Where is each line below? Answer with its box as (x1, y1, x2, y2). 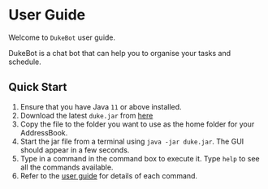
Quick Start (8, 80, 67, 94)
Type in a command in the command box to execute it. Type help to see (19, 153, 260, 163)
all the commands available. (19, 162, 114, 172)
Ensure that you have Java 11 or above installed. (19, 101, 182, 111)
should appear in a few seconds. (19, 144, 130, 155)
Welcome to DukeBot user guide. (8, 32, 116, 42)
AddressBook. (19, 127, 68, 137)
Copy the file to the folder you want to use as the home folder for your (19, 119, 255, 129)
